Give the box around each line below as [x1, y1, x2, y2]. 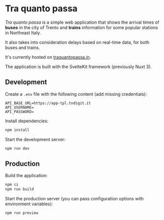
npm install [5, 127, 29, 132]
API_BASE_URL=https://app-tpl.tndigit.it [5, 101, 91, 106]
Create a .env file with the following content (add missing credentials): [5, 91, 147, 97]
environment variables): [5, 201, 53, 207]
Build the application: [5, 173, 48, 179]
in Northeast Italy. [5, 30, 41, 36]
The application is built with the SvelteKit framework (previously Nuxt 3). [5, 64, 152, 70]
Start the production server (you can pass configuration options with [5, 196, 144, 202]
